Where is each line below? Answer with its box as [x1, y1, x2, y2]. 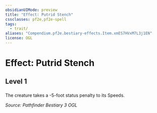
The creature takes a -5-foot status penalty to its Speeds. [5, 92, 125, 98]
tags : [5, 21, 17, 27]
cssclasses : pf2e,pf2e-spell [5, 17, 67, 22]
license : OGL [5, 36, 33, 41]
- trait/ [10, 26, 28, 31]
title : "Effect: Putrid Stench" [5, 12, 73, 17]
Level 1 [5, 77, 27, 86]
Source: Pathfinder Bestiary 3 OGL [5, 102, 77, 108]
